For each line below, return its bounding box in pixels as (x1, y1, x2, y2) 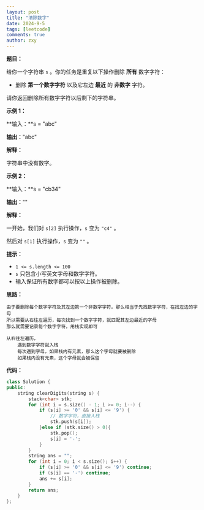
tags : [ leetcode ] (6, 26, 51, 32)
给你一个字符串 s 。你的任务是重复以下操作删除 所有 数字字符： (6, 68, 165, 75)
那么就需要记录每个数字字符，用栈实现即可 (6, 324, 98, 330)
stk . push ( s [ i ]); (50, 419, 92, 425)
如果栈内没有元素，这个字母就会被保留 (17, 355, 100, 361)
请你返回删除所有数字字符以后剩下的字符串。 (6, 94, 119, 101)
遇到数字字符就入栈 (17, 342, 59, 348)
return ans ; (28, 487, 59, 493)
